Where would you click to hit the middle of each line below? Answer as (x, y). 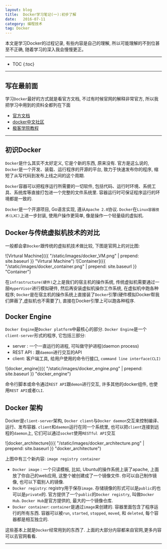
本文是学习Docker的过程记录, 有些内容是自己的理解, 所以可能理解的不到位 (80, 43)
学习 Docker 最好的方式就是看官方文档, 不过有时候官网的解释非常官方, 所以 (80, 98)
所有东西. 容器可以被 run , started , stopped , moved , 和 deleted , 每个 (88, 513)
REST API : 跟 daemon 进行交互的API (47, 352)
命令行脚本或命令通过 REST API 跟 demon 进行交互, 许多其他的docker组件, (77, 384)
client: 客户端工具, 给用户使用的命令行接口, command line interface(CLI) (86, 359)
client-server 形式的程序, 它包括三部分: (45, 336)
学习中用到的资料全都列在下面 (40, 105)
